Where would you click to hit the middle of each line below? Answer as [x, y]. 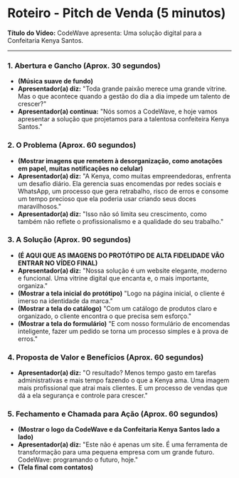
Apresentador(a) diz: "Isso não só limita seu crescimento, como [112, 214]
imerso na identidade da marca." [65, 300]
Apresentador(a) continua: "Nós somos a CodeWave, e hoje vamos [118, 111]
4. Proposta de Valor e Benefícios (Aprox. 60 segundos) [106, 357]
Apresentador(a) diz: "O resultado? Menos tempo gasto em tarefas [117, 373]
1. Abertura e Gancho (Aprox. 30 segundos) [84, 66]
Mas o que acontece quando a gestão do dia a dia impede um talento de [124, 96]
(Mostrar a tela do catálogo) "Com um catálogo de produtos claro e [117, 308]
